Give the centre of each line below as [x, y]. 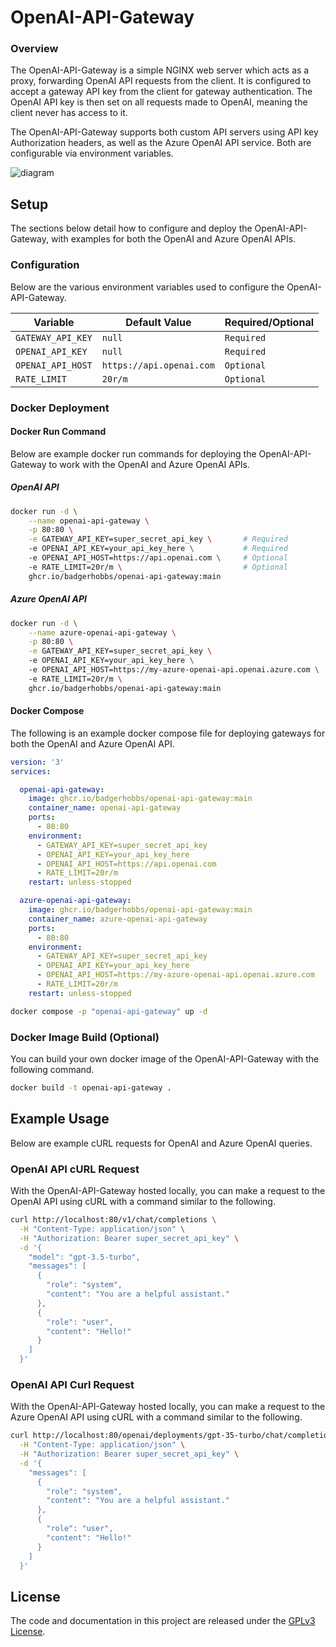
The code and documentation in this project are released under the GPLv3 [163, 1621]
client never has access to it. [69, 113]
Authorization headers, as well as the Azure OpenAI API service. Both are [161, 143]
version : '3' [37, 762]
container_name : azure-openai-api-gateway [118, 919]
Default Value [158, 322]
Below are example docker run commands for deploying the [133, 453]
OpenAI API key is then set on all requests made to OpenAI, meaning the [159, 102]
